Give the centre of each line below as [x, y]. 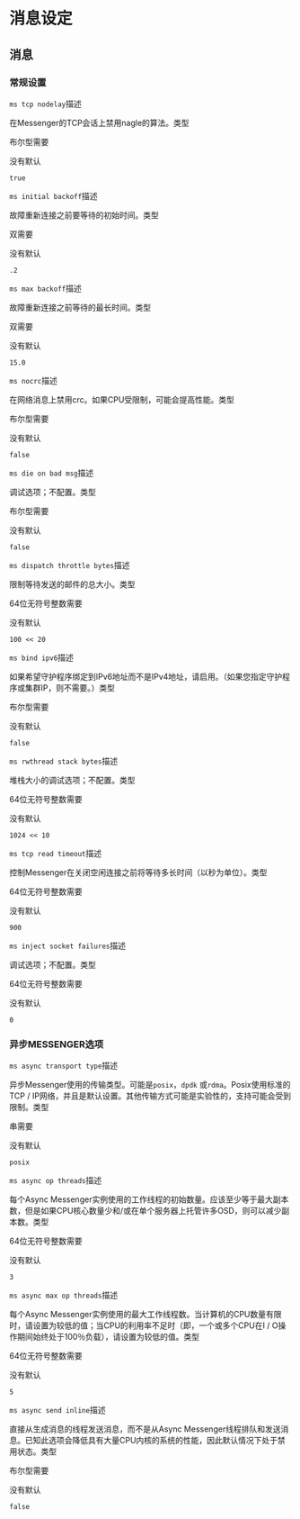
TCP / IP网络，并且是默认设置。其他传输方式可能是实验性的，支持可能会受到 [150, 1096]
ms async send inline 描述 [57, 1410]
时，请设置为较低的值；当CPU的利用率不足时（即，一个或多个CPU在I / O [144, 1325]
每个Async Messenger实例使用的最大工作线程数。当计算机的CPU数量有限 [146, 1315]
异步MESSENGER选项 [57, 1044]
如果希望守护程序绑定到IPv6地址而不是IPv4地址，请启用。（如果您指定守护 [146, 676]
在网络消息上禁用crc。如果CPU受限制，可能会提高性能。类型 [122, 399]
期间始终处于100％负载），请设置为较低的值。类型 [108, 1337]
